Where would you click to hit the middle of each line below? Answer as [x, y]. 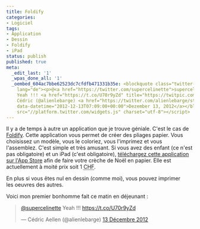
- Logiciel [20, 23]
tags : [13, 28]
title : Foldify [25, 12]
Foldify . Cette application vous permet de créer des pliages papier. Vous [95, 135]
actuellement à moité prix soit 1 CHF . [51, 167]
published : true [26, 62]
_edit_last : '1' [32, 73]
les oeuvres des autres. [35, 185]
